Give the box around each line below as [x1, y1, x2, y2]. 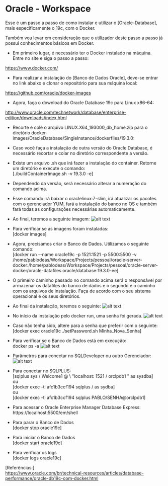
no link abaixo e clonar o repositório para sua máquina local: [12, 80, 137, 86]
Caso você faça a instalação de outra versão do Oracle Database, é [12, 144, 152, 151]
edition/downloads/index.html [5, 114, 67, 121]
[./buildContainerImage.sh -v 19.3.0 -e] [12, 171, 94, 177]
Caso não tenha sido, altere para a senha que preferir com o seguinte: [12, 322, 158, 329]
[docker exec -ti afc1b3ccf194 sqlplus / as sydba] [12, 383, 115, 390]
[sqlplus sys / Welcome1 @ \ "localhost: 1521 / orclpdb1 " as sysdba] [12, 373, 153, 379]
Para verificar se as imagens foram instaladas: [12, 225, 109, 231]
